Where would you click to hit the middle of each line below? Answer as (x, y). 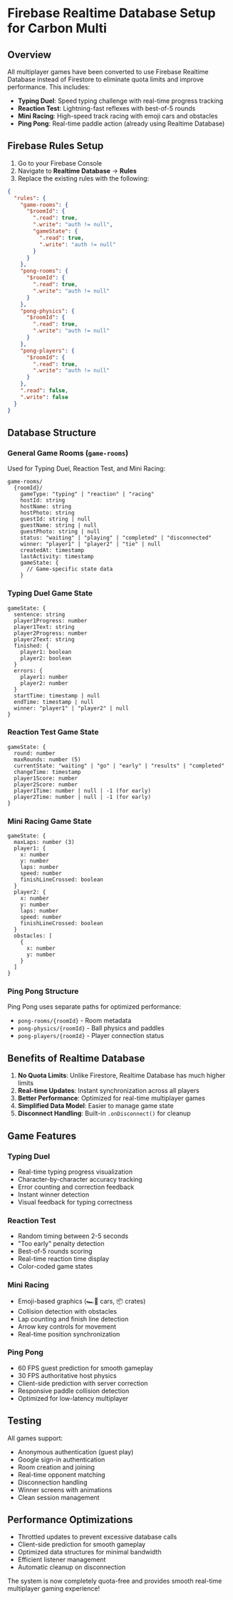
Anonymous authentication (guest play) (76, 1451)
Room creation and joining (56, 1467)
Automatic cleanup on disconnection (72, 1567)
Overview (30, 55)
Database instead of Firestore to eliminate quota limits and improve (106, 79)
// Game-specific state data (69, 569)
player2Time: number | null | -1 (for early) (83, 797)
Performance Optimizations (70, 1520)
